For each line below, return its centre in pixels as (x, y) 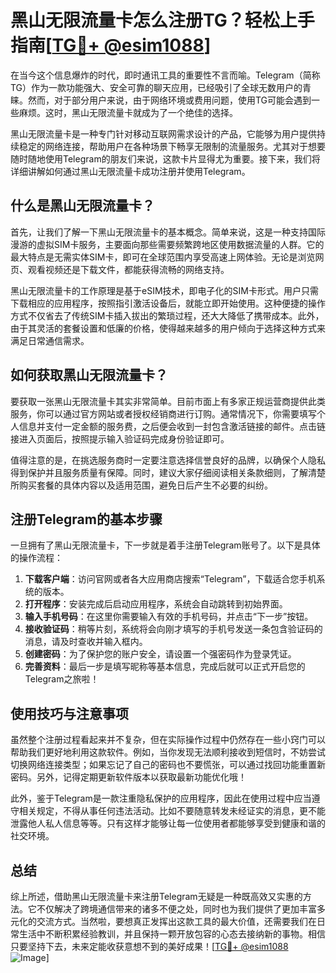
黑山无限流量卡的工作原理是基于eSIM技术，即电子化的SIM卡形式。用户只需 (164, 290)
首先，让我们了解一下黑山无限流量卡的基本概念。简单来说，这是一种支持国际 (168, 232)
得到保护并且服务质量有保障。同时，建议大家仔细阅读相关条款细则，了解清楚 (168, 472)
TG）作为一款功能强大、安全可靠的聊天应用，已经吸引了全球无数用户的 (156, 87)
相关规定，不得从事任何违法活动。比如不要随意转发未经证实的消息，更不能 (172, 811)
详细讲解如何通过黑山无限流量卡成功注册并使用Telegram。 (130, 171)
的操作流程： (36, 558)
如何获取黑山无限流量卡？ (89, 375)
